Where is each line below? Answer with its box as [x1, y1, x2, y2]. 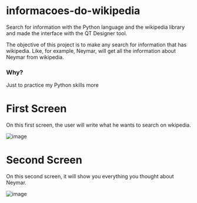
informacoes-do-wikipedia [6, 4, 141, 18]
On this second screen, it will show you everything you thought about [6, 173, 175, 180]
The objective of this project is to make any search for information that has [6, 41, 187, 48]
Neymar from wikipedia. [6, 53, 64, 60]
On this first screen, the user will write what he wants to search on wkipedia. [6, 121, 191, 128]
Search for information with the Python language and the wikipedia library [6, 23, 185, 31]
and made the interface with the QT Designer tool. [6, 29, 128, 36]
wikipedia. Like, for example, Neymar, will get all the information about [6, 47, 176, 54]
